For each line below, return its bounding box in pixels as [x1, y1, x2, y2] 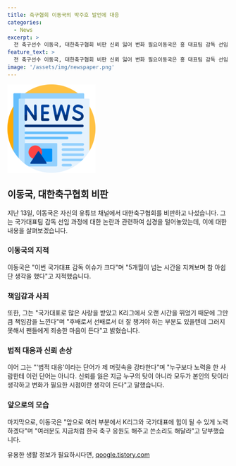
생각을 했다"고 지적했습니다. [14, 272, 92, 280]
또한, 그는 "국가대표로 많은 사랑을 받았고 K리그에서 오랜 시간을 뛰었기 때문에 [7, 308, 216, 318]
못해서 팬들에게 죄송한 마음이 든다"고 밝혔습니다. [7, 326, 140, 335]
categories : [7, 18, 42, 26]
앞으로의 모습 [7, 400, 49, 410]
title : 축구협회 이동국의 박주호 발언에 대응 [7, 11, 120, 18]
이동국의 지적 [7, 245, 49, 255]
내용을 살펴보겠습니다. [7, 226, 68, 235]
